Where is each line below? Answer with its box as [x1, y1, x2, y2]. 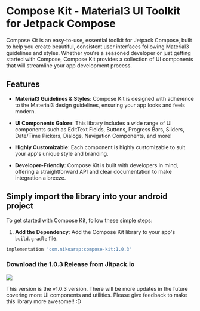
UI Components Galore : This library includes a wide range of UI [14, 119, 172, 127]
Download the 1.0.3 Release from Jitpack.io [6, 260, 135, 269]
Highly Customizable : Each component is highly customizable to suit [14, 143, 186, 150]
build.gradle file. [14, 235, 58, 242]
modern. [14, 107, 36, 115]
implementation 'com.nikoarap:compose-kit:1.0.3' [6, 246, 133, 252]
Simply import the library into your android [6, 192, 168, 202]
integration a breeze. [14, 174, 66, 181]
